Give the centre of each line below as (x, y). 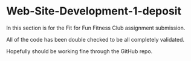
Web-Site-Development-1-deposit (94, 11)
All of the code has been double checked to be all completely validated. (95, 39)
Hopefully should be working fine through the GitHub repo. (79, 51)
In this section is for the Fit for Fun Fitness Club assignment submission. (96, 28)
